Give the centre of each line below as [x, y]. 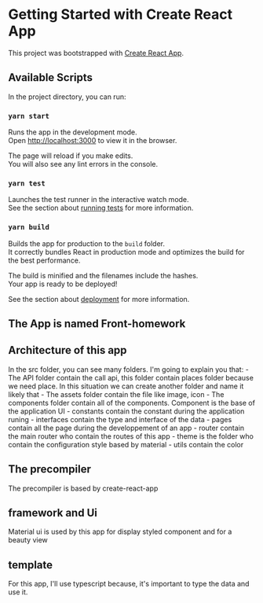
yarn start [29, 116]
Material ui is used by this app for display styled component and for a [120, 531]
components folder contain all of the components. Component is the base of [131, 403]
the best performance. [44, 260]
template [31, 565]
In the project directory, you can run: [67, 97]
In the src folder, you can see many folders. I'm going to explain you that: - [128, 369]
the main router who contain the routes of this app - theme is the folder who [131, 436]
